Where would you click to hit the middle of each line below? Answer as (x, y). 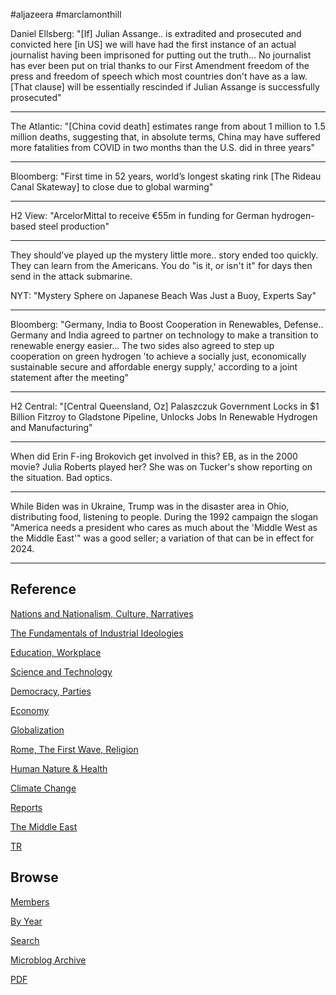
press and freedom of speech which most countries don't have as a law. (159, 76)
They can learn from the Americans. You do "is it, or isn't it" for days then (161, 265)
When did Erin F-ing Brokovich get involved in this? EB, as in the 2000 (154, 456)
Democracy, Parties (51, 691)
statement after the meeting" (69, 377)
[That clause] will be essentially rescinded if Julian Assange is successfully (165, 87)
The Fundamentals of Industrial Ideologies (97, 633)
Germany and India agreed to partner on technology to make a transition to (164, 335)
